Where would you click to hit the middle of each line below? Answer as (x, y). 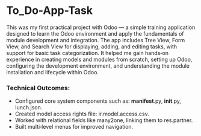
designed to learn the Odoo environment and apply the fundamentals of (95, 33)
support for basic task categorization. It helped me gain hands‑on (87, 53)
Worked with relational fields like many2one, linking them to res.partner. (104, 120)
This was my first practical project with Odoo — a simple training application (101, 27)
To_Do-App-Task (50, 11)
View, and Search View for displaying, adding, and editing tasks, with (92, 47)
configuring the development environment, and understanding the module (98, 66)
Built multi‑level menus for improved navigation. (74, 127)
